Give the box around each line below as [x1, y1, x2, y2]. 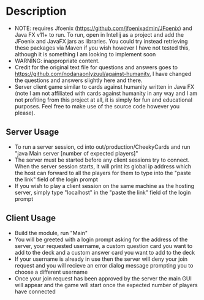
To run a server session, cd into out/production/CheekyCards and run [14, 143, 191, 151]
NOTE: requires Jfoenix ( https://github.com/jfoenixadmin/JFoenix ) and [14, 24, 192, 32]
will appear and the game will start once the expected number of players [14, 281, 198, 288]
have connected [14, 288, 56, 295]
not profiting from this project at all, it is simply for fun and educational [14, 96, 192, 103]
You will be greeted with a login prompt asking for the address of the [14, 236, 188, 243]
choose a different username [14, 268, 88, 276]
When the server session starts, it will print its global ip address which [14, 162, 192, 170]
